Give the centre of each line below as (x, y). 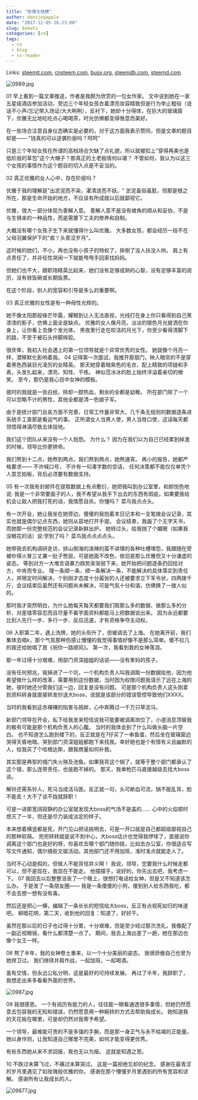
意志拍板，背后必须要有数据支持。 (52, 474)
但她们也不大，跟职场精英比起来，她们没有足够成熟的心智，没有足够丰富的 (96, 270)
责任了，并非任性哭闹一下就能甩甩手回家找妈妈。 (70, 257)
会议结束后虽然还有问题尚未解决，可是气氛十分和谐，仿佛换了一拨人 (99, 585)
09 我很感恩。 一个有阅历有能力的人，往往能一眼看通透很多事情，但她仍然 (96, 1004)
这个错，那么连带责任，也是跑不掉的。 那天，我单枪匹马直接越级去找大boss (98, 769)
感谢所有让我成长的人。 (46, 1079)
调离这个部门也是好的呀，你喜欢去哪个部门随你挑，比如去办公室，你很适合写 (99, 843)
